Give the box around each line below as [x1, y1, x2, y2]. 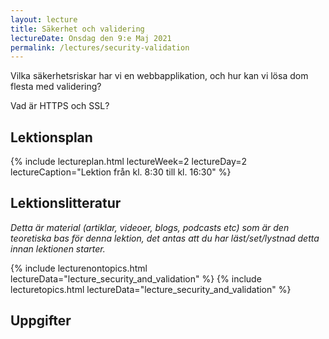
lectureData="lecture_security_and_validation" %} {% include [10, 272, 262, 285]
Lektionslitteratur [10, 195, 122, 212]
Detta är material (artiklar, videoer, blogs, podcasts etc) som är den [10, 221, 290, 233]
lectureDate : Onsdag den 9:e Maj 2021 [10, 33, 172, 43]
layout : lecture [10, 14, 78, 25]
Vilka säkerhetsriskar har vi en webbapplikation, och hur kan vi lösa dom [10, 70, 309, 82]
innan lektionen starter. [10, 242, 106, 255]
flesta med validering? [10, 81, 102, 93]
